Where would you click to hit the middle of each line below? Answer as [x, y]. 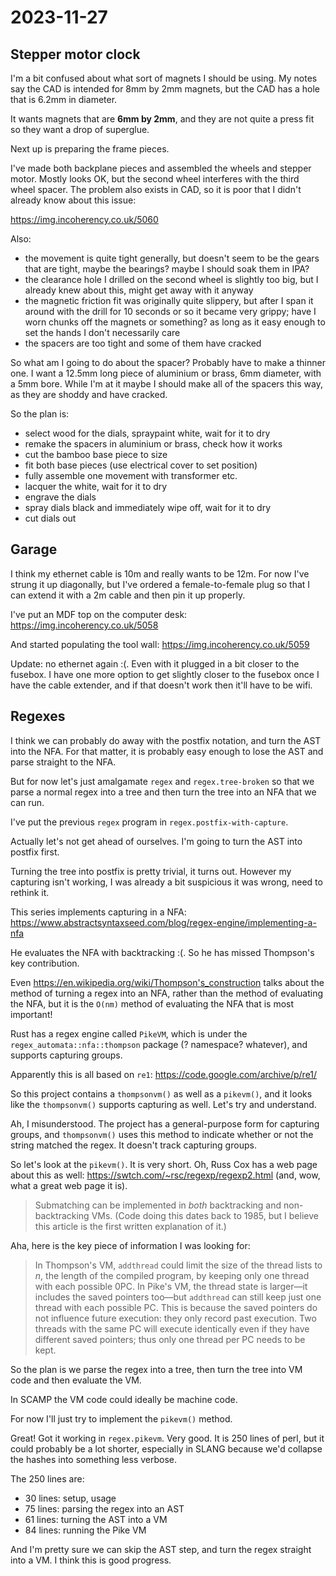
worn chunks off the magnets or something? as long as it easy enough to [175, 322]
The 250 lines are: [47, 1478]
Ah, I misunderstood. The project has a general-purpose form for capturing [165, 1123]
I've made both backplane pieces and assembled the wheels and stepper [161, 168]
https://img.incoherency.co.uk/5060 [84, 219]
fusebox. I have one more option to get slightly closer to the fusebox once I [165, 674]
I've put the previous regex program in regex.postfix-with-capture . [149, 822]
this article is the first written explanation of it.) [130, 1226]
